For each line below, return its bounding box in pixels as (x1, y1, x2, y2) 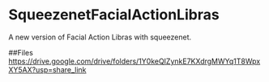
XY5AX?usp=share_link (8, 64, 87, 74)
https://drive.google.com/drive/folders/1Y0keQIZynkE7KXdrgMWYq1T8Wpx (8, 56, 261, 66)
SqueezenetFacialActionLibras (8, 6, 220, 24)
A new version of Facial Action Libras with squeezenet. (8, 32, 192, 42)
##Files (8, 47, 34, 57)
